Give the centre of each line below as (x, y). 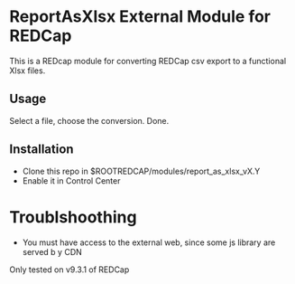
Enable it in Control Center (71, 180)
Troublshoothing (73, 217)
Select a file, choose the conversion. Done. (89, 120)
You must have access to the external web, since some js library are (149, 242)
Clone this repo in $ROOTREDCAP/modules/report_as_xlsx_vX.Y (141, 171)
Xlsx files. (28, 71)
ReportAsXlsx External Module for (140, 17)
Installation (41, 150)
